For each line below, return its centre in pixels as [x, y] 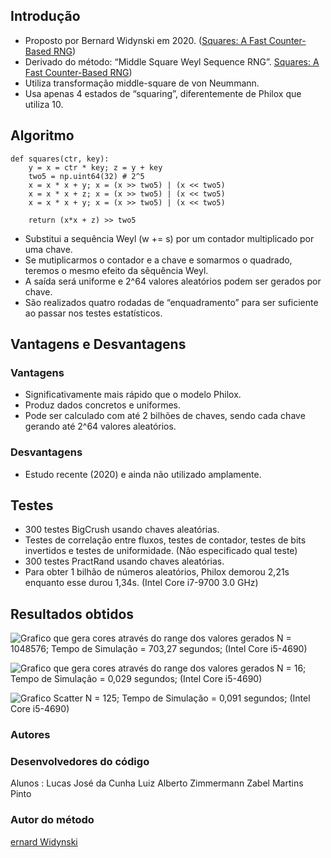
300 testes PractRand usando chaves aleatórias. [124, 561]
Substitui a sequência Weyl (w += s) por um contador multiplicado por [169, 238]
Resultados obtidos [72, 614]
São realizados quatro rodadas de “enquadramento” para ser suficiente [171, 302]
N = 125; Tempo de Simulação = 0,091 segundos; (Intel [197, 698]
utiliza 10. [44, 104]
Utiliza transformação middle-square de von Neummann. [142, 83]
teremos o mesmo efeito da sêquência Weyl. [116, 270]
